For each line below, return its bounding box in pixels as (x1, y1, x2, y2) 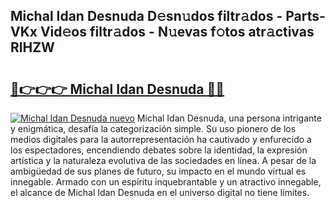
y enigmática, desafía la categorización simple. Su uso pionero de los (10, 123, 297, 134)
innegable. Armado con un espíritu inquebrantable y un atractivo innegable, (10, 176, 322, 188)
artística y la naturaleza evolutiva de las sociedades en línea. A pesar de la (10, 155, 317, 166)
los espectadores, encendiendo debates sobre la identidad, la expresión (10, 144, 308, 156)
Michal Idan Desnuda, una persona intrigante (136, 112, 322, 124)
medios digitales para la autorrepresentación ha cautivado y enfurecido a (10, 134, 312, 145)
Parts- (285, 8, 326, 25)
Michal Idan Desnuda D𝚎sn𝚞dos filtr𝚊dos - (10, 8, 283, 25)
